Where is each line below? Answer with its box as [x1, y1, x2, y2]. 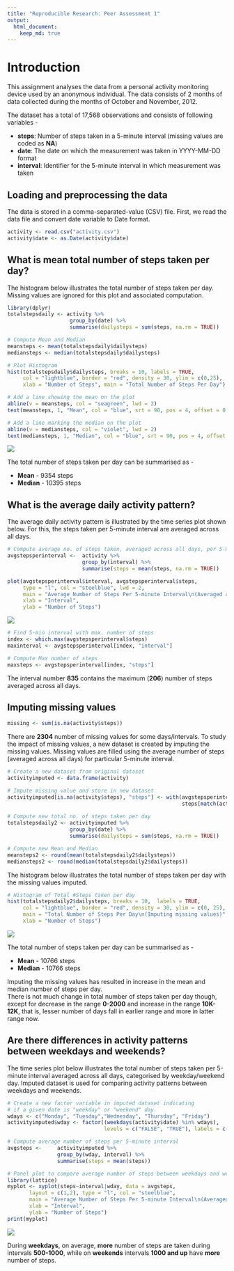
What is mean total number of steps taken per [7, 254, 210, 266]
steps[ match [181, 800, 217, 807]
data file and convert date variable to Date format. [7, 215, 150, 223]
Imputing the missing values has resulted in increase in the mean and [7, 977, 205, 985]
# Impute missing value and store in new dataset [7, 787, 155, 794]
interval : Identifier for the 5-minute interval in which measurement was [17, 162, 221, 170]
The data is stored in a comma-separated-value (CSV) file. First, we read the [7, 208, 227, 216]
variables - [7, 118, 38, 127]
